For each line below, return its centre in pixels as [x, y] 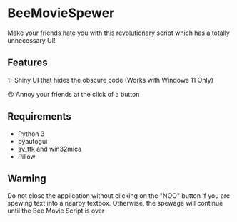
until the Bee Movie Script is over [56, 211]
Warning [27, 178]
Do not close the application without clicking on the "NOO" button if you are [119, 196]
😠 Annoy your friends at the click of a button [74, 94]
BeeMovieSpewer [61, 13]
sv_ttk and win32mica [50, 149]
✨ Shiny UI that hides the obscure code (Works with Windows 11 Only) [111, 80]
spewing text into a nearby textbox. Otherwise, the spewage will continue [115, 203]
